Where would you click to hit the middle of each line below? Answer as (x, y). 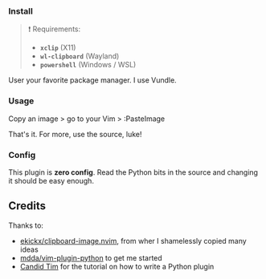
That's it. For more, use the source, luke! (75, 134)
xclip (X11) (58, 48)
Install (21, 11)
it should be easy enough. (51, 180)
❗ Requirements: (54, 29)
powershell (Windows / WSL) (88, 65)
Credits (27, 206)
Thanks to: (26, 225)
